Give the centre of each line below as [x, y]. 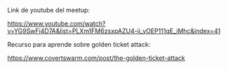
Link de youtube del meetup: [48, 10]
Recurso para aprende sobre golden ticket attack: [79, 44]
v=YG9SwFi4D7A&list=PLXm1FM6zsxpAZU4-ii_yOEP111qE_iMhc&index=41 [114, 31]
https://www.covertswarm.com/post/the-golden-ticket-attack [96, 58]
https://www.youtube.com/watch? [56, 23]
